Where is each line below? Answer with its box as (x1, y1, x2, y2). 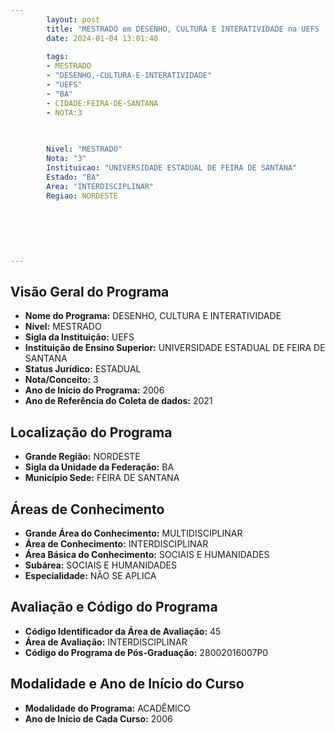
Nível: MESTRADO (24, 321, 102, 333)
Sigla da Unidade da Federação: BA (24, 461, 175, 473)
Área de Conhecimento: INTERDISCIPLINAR (24, 538, 209, 550)
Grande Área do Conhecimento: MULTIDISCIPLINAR (24, 527, 243, 540)
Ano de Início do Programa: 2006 (24, 384, 165, 396)
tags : (46, 52, 70, 62)
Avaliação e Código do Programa (10, 599, 218, 616)
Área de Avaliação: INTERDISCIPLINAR (24, 636, 188, 648)
